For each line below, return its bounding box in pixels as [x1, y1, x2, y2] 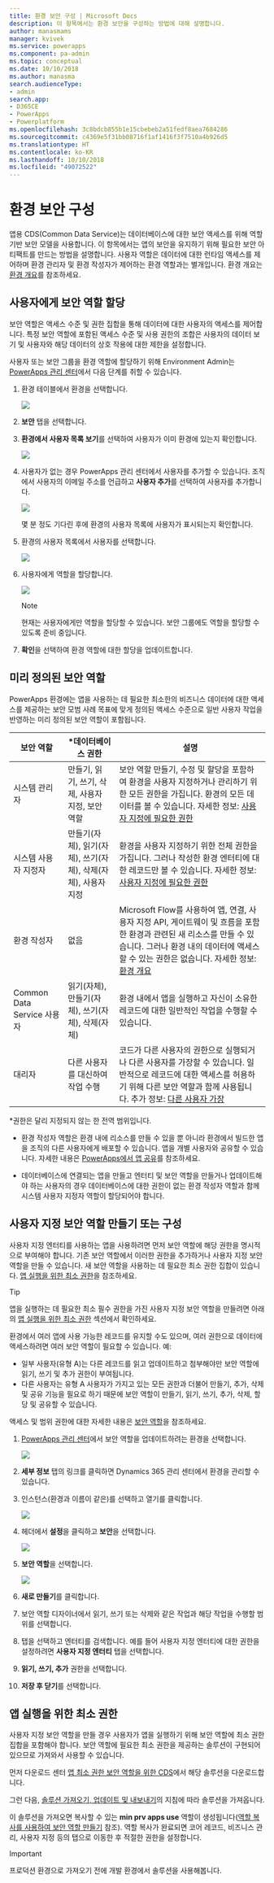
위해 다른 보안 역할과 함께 [128, 1081, 220, 1092]
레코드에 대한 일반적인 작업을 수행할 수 [119, 1005, 258, 1016]
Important [9, 1849, 42, 1859]
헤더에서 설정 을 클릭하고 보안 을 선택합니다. [20, 1526, 157, 1536]
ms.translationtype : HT [9, 140, 90, 149]
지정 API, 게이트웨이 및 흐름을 [136, 916, 243, 927]
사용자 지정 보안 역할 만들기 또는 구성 [9, 1217, 182, 1231]
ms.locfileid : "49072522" [9, 163, 97, 172]
